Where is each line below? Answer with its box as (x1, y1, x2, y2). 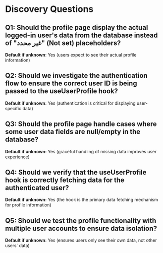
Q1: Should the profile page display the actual (5, 23, 148, 32)
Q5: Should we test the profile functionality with (5, 216, 157, 225)
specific (5, 105, 22, 111)
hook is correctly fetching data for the (5, 176, 125, 185)
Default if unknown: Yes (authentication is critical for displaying (5, 100, 136, 106)
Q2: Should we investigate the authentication (5, 71, 148, 80)
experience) (5, 154, 30, 160)
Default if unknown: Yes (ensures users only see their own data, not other (5, 237, 157, 244)
